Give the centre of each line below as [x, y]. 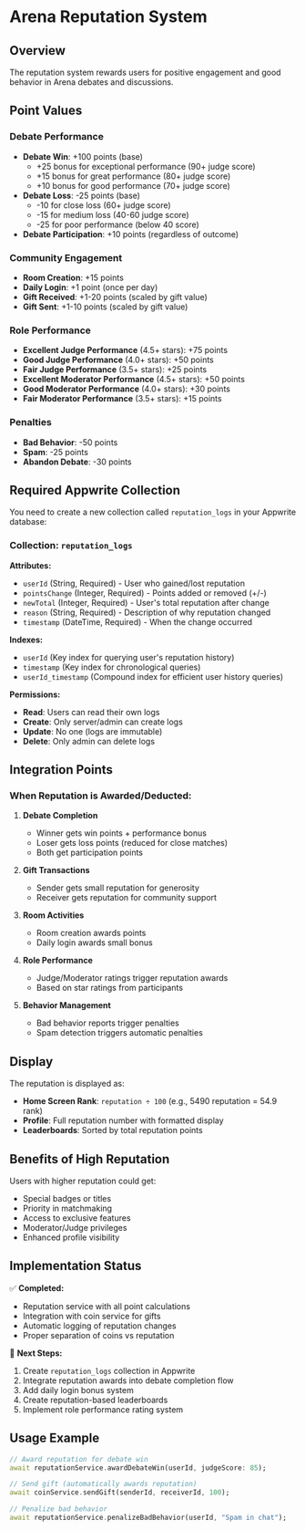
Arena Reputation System [108, 17]
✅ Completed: [37, 1287]
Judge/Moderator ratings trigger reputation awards [132, 978]
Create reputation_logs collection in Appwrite [109, 1370]
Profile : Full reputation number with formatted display [123, 1120]
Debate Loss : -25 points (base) [81, 195]
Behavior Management [66, 1005]
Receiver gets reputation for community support [126, 898]
